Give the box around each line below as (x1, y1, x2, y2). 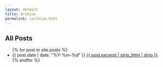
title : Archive (5, 12, 36, 17)
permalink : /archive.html (5, 16, 57, 21)
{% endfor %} (12, 57, 40, 63)
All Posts (5, 34, 33, 42)
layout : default (5, 7, 38, 12)
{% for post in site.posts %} (12, 47, 68, 53)
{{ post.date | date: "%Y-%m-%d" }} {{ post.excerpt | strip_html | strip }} (12, 52, 158, 58)
